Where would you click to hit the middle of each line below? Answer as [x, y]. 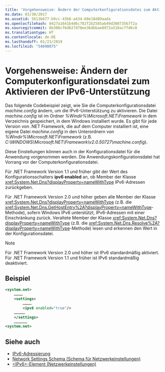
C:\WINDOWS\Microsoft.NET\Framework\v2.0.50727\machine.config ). [77, 142]
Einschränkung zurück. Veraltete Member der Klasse [58, 218]
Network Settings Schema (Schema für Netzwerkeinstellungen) [76, 359]
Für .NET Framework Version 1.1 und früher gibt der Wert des [66, 171]
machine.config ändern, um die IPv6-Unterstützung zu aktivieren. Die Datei [81, 110]
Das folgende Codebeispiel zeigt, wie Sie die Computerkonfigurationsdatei [81, 105]
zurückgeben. [19, 187]
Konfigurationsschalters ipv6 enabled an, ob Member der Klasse [71, 177]
